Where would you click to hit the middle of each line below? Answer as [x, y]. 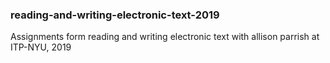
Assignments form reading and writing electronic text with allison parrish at [165, 37]
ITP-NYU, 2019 [41, 47]
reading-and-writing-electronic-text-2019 [115, 15]
